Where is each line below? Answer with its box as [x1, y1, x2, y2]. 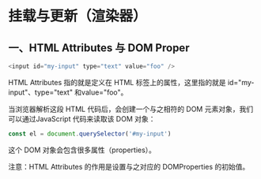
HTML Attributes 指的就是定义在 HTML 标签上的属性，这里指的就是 [8, 77, 226, 87]
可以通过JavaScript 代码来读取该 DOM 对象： [8, 114, 156, 123]
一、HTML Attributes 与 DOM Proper [8, 41, 190, 54]
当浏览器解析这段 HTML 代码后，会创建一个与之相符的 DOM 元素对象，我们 [8, 104, 254, 114]
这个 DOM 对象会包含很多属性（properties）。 [8, 145, 157, 155]
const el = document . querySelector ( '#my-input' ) [8, 129, 172, 138]
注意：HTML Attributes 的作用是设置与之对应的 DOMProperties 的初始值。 [8, 162, 250, 171]
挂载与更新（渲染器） [8, 7, 148, 25]
